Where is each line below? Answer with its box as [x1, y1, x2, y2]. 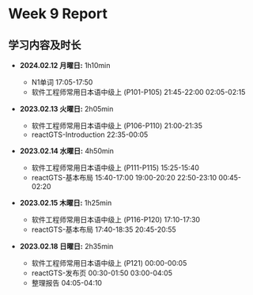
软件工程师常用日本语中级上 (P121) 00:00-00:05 [31, 259, 187, 267]
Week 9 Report [8, 5, 108, 23]
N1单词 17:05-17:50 [31, 78, 93, 87]
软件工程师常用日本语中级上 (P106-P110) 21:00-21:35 [31, 121, 203, 130]
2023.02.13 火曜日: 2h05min [19, 104, 114, 113]
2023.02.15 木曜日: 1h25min [19, 199, 112, 207]
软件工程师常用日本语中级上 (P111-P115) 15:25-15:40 [31, 163, 200, 172]
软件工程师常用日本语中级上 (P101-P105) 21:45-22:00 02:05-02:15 [31, 88, 246, 96]
